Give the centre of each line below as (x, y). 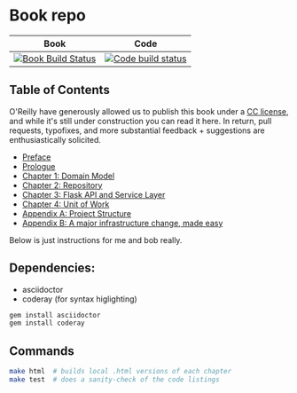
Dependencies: (52, 268)
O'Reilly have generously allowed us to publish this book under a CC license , (149, 111)
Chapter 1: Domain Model (68, 176)
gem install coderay (47, 323)
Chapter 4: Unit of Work (66, 204)
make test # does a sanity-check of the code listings (114, 380)
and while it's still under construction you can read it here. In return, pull (141, 121)
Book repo (47, 16)
